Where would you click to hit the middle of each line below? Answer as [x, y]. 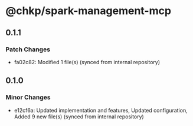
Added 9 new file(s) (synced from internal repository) [79, 117]
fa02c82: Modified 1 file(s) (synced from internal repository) [87, 62]
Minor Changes [28, 97]
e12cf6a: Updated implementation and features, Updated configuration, [101, 110]
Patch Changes [28, 49]
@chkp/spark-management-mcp [89, 11]
